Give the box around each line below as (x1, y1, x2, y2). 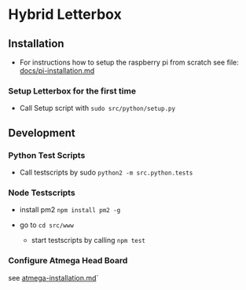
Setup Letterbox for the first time (8, 85, 136, 96)
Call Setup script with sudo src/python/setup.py (19, 104, 175, 113)
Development (8, 126, 76, 139)
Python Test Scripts (8, 149, 86, 160)
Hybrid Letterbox (8, 6, 122, 24)
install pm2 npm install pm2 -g (19, 205, 121, 215)
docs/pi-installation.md (19, 66, 95, 75)
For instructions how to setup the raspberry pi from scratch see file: (19, 57, 240, 67)
